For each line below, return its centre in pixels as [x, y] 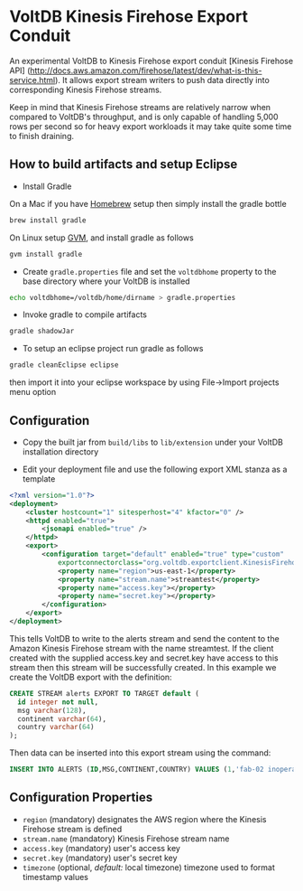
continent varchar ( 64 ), [62, 719]
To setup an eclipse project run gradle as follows [113, 349]
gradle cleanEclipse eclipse [64, 365]
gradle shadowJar [42, 332]
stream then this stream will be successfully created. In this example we [143, 667]
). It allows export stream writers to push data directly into [163, 80]
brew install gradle [48, 220]
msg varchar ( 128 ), [52, 710]
